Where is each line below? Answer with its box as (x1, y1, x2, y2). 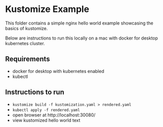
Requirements (5, 55, 50, 63)
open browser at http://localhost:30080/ (12, 111, 96, 118)
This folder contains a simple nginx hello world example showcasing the (5, 20, 153, 26)
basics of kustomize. (5, 25, 48, 31)
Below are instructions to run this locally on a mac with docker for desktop (5, 35, 158, 41)
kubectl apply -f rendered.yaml (12, 107, 80, 112)
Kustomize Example (5, 3, 89, 15)
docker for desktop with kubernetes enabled (12, 68, 104, 74)
